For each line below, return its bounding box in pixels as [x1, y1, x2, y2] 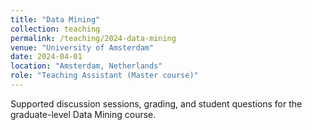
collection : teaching [10, 24, 101, 34]
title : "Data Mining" [10, 14, 101, 25]
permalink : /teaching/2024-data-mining [10, 33, 177, 43]
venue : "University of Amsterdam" [10, 42, 155, 53]
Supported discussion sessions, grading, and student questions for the [10, 97, 303, 110]
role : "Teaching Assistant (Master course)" [10, 71, 199, 81]
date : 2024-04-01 [10, 52, 83, 62]
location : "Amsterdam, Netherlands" [10, 61, 163, 71]
